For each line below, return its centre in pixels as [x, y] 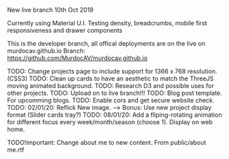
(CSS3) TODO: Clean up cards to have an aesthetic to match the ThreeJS [110, 78]
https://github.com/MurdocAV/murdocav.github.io [77, 58]
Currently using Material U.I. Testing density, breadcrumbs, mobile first [107, 23]
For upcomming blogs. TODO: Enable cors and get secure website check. [111, 100]
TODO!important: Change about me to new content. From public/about [107, 142]
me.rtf [16, 150]
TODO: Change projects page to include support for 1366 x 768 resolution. [112, 71]
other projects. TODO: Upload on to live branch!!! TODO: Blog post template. [115, 93]
